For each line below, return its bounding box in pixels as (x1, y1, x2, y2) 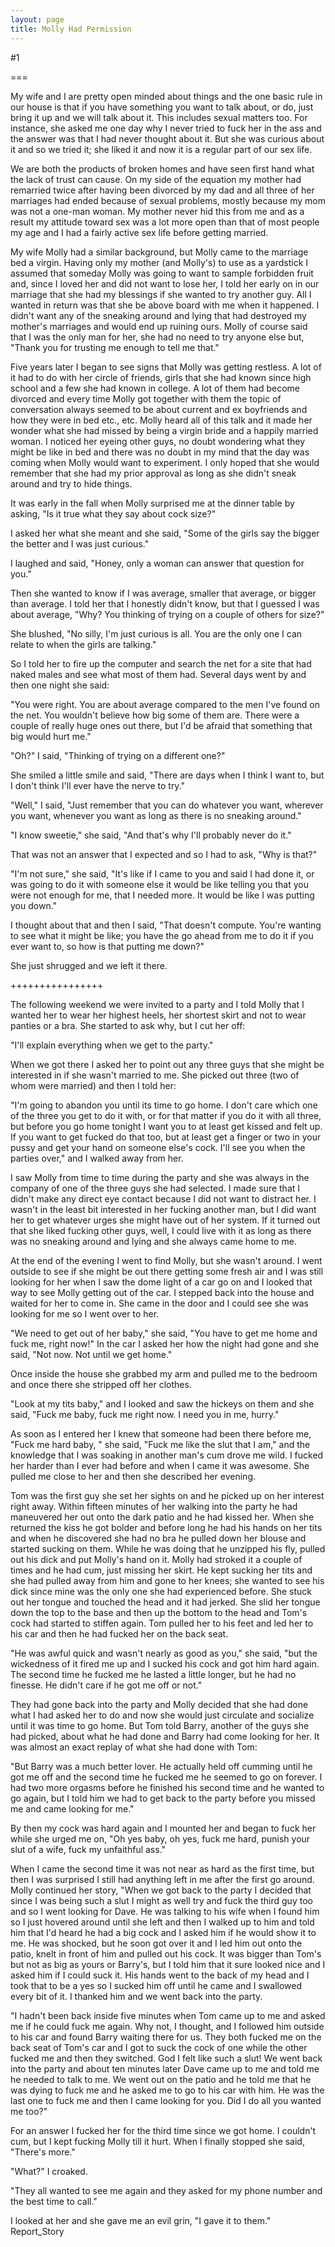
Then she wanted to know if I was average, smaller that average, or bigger (10, 587, 317, 599)
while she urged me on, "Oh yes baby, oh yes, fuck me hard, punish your (10, 1832, 311, 1845)
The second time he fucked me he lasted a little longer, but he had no (10, 1668, 297, 1680)
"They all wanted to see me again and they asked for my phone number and (10, 2184, 323, 2196)
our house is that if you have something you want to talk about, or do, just (10, 101, 314, 113)
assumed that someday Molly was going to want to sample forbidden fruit (10, 267, 314, 279)
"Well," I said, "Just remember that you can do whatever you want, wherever (10, 799, 324, 811)
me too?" (10, 2105, 48, 2117)
